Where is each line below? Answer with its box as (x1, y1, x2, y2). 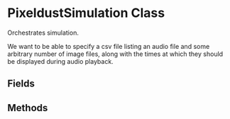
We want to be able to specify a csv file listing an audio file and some (7, 42, 210, 50)
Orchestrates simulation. (7, 28, 80, 37)
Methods (7, 101, 48, 114)
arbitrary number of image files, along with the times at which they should (7, 50, 224, 58)
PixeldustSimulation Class (7, 5, 165, 21)
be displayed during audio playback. (7, 57, 114, 65)
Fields (7, 78, 35, 90)
